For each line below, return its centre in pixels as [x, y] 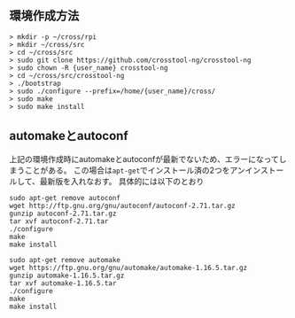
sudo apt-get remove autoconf [65, 198]
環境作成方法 [44, 16]
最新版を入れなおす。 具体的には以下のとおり [122, 181]
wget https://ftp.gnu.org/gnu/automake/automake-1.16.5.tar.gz [128, 268]
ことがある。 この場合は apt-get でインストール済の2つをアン [135, 170]
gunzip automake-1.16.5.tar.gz [67, 275]
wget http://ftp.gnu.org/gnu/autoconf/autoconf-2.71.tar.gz [123, 206]
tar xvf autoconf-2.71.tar [59, 221]
